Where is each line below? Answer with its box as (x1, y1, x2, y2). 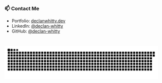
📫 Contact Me (4, 5, 39, 12)
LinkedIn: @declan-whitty (11, 23, 64, 29)
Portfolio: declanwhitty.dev (11, 18, 66, 24)
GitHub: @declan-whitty (11, 28, 60, 34)
